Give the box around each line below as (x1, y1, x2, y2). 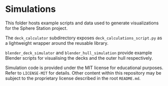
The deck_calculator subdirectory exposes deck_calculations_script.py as (5, 35, 162, 41)
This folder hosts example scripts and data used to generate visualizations (5, 20, 159, 26)
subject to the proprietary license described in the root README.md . (5, 75, 141, 81)
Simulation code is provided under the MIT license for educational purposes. (5, 65, 163, 71)
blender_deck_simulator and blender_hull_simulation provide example (5, 50, 152, 56)
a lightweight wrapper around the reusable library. (5, 40, 109, 46)
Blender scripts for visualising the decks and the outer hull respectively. (5, 55, 153, 61)
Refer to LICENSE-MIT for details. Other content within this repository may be (5, 70, 161, 76)
